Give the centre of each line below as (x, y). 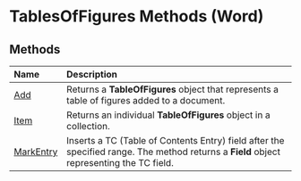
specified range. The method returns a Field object (173, 152)
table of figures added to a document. (146, 100)
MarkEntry (36, 152)
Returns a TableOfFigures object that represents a (173, 89)
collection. (88, 126)
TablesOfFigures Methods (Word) (137, 16)
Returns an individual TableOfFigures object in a (168, 115)
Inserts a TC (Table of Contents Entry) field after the (176, 140)
